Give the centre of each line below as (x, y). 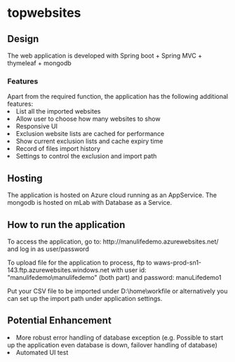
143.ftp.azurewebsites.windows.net (59, 270)
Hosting (25, 178)
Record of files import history (58, 149)
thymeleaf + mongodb (39, 63)
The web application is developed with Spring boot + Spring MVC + (105, 55)
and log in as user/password (48, 249)
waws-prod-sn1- (177, 262)
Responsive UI (37, 126)
